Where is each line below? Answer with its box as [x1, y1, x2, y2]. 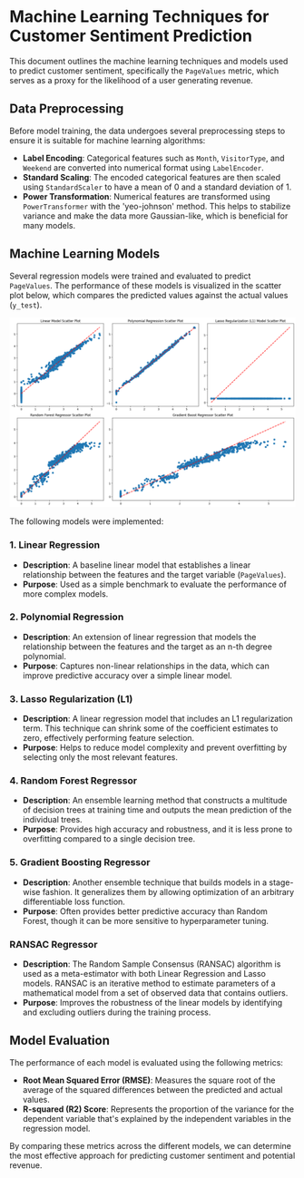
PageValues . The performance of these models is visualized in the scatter [9, 279, 282, 291]
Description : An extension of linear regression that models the [22, 631, 257, 642]
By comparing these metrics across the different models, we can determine [9, 1140, 292, 1151]
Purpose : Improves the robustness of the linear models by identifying [22, 998, 283, 1008]
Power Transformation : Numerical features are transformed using [22, 190, 270, 201]
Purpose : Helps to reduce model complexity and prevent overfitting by [22, 742, 288, 754]
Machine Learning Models [9, 247, 161, 262]
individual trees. [22, 814, 83, 825]
